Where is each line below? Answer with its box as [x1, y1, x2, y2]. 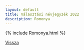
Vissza [5, 40, 19, 46]
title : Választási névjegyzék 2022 [5, 12, 79, 17]
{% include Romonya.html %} [5, 30, 66, 36]
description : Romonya [5, 16, 50, 21]
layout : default [5, 7, 39, 12]
